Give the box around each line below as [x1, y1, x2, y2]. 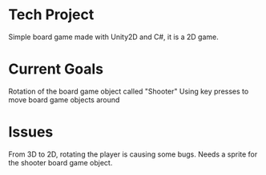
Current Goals [8, 60, 104, 78]
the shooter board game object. [8, 157, 113, 167]
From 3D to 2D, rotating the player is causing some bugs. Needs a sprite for [8, 149, 258, 159]
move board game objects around [8, 94, 120, 105]
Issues [8, 123, 54, 141]
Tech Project [8, 6, 95, 24]
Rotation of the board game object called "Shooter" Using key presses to [8, 86, 249, 96]
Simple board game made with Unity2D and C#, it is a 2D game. [8, 32, 219, 42]
